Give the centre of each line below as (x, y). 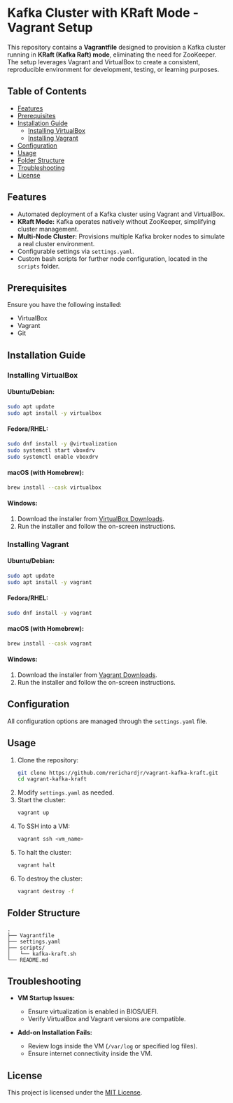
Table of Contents (47, 91)
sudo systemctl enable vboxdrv (53, 457)
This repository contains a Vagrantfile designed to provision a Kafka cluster (116, 47)
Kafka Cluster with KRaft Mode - (103, 13)
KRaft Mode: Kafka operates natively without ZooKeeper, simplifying (116, 221)
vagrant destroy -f (46, 891)
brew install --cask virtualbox (54, 488)
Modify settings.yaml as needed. (65, 792)
